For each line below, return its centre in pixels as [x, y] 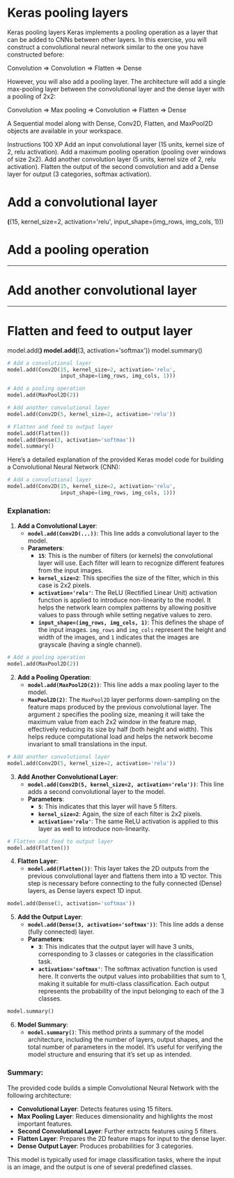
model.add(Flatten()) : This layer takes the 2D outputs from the [118, 869]
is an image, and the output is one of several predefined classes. [100, 1167]
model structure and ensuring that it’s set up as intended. [110, 1054]
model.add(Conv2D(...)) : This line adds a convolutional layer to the [123, 533]
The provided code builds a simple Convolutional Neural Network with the [113, 1088]
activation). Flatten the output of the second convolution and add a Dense [113, 166]
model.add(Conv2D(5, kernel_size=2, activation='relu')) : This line [126, 784]
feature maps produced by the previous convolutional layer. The [119, 707]
